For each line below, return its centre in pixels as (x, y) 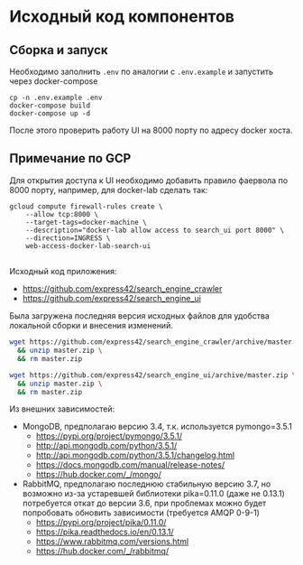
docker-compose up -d (50, 114)
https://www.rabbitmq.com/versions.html (112, 542)
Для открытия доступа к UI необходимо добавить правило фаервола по (149, 180)
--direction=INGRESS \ (68, 238)
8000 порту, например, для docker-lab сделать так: (109, 190)
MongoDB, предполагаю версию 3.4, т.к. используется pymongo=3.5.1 (157, 427)
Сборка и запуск (59, 50)
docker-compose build (50, 106)
